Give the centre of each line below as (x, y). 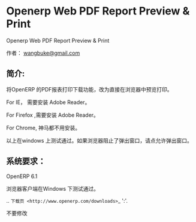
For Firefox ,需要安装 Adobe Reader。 (52, 115)
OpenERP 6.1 (22, 176)
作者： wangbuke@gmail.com (43, 53)
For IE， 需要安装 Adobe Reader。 (48, 102)
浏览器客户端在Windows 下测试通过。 (52, 188)
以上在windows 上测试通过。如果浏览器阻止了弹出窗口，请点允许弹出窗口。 (99, 140)
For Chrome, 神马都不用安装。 (43, 128)
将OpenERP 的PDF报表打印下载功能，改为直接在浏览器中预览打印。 (89, 89)
